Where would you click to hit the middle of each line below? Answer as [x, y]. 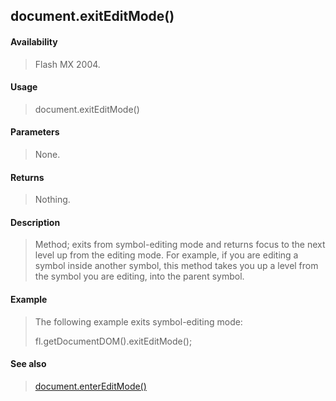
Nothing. [52, 200]
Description [35, 222]
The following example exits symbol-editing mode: [138, 321]
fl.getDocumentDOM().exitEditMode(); [113, 341]
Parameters [35, 132]
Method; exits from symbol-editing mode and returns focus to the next [180, 245]
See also [28, 364]
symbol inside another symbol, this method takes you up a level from [176, 266]
